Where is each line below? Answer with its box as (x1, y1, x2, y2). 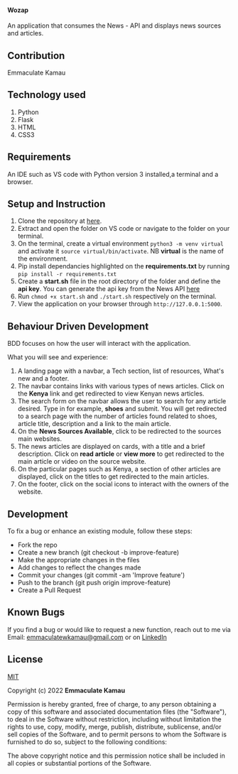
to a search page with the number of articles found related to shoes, (17, 412, 217, 420)
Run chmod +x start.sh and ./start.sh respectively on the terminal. (17, 292, 217, 301)
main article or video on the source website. (17, 457, 147, 466)
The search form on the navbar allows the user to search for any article (17, 397, 227, 405)
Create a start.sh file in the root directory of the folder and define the (17, 277, 221, 285)
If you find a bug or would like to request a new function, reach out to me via (7, 625, 231, 633)
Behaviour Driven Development (7, 320, 149, 332)
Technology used (7, 89, 87, 101)
